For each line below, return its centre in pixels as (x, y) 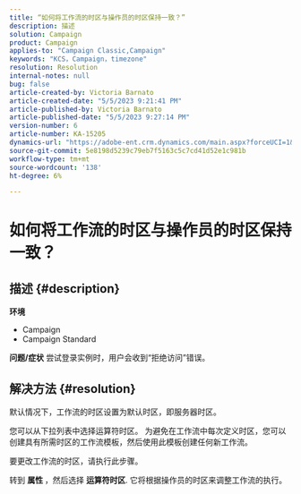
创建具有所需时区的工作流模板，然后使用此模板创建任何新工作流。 (131, 442)
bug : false (30, 84)
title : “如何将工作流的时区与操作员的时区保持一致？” (98, 17)
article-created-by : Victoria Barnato (82, 92)
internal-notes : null (50, 76)
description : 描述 (42, 26)
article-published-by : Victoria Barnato (86, 109)
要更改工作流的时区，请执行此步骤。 (76, 461)
